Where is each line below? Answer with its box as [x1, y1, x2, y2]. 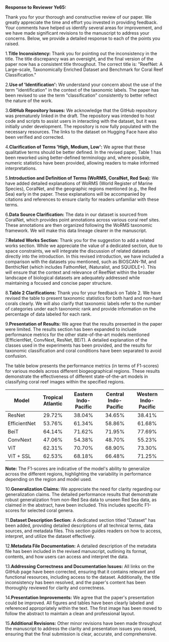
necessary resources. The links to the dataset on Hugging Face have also [5, 129, 157, 135]
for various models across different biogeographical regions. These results [5, 368, 160, 374]
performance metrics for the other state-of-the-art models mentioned [5, 332, 150, 338]
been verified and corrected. [5, 134, 64, 140]
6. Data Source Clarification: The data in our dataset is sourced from [5, 211, 147, 217]
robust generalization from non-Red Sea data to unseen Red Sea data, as [5, 497, 157, 503]
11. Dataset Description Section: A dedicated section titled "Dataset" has [5, 517, 156, 523]
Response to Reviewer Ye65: [5, 5, 66, 10]
